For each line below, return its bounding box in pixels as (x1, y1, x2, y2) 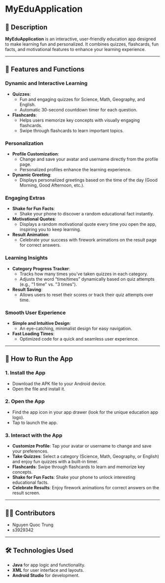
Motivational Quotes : (12, 216, 56, 222)
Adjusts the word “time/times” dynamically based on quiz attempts (19, 276, 155, 282)
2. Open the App (5, 398, 45, 405)
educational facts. (12, 479, 49, 485)
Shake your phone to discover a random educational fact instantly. (19, 211, 154, 217)
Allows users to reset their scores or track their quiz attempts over (19, 291, 154, 297)
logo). (12, 414, 25, 420)
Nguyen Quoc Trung (12, 522, 54, 528)
